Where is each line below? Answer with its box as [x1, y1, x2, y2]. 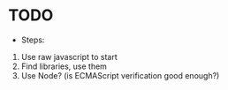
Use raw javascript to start [20, 51, 118, 62]
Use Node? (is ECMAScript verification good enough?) [20, 70, 220, 80]
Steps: [20, 34, 45, 45]
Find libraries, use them [20, 61, 108, 71]
